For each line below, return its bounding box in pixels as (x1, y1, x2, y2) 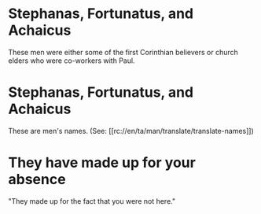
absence (8, 171, 66, 189)
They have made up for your (8, 154, 197, 172)
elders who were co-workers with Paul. (8, 56, 135, 65)
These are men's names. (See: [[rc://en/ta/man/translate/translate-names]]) (8, 126, 254, 135)
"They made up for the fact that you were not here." (8, 196, 175, 205)
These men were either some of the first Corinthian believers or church (8, 47, 238, 57)
